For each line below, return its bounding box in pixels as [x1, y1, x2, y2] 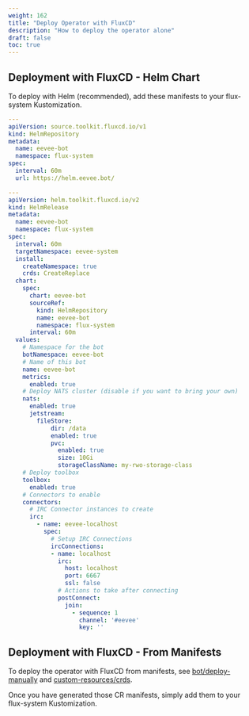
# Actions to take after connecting [58, 587, 179, 595]
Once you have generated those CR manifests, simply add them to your [8, 691, 241, 700]
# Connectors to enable [22, 491, 101, 499]
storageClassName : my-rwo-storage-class [58, 461, 193, 469]
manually [8, 675, 38, 684]
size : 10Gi [58, 454, 93, 462]
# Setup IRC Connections [50, 534, 133, 543]
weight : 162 [8, 11, 47, 20]
